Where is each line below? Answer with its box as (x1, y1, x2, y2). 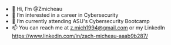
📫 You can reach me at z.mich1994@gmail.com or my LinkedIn (11, 24, 166, 31)
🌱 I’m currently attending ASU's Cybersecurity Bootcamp (11, 18, 150, 24)
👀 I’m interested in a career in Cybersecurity (11, 12, 119, 18)
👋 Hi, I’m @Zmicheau (11, 6, 63, 12)
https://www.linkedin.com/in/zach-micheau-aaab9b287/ (11, 32, 149, 39)
